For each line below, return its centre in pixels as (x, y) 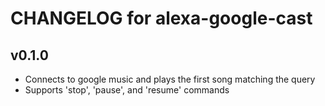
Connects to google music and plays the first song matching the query (170, 79)
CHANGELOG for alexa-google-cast (161, 18)
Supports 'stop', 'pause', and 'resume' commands (127, 90)
